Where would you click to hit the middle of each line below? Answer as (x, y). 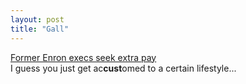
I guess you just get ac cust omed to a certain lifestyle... (123, 68)
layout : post (37, 19)
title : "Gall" (40, 29)
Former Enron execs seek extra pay (83, 57)
